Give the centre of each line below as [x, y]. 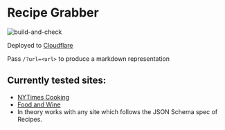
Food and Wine [39, 104]
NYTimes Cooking [43, 97]
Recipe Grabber [53, 13]
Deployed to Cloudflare [40, 45]
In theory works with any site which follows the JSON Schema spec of [117, 111]
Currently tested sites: [57, 81]
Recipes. [30, 119]
